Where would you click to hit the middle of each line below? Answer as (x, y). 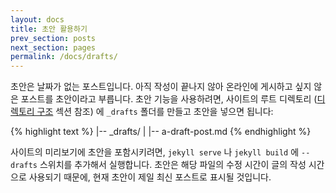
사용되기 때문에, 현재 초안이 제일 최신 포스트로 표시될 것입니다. (150, 177)
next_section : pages (53, 47)
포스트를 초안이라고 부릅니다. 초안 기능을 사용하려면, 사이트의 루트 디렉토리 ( (169, 99)
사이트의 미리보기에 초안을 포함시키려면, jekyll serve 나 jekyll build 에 (155, 152)
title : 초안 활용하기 (49, 29)
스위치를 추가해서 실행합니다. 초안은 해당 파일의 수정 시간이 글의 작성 (173, 165)
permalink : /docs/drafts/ (64, 57)
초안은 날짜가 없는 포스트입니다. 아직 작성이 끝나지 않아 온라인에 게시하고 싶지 (161, 87)
